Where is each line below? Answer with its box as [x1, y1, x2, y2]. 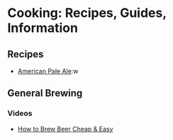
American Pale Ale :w [17, 67, 79, 75]
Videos [7, 108, 33, 118]
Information [7, 20, 78, 36]
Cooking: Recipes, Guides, [7, 5, 167, 21]
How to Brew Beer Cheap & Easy [17, 124, 113, 133]
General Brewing [7, 87, 83, 100]
